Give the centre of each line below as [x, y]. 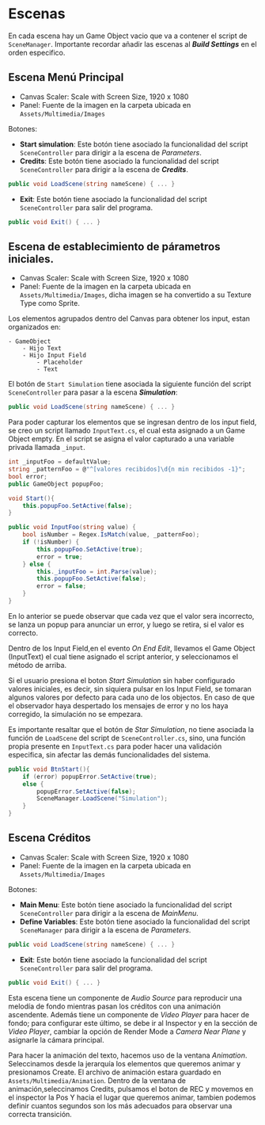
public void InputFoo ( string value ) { [72, 528]
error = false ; [62, 586]
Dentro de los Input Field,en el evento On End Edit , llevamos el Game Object [132, 648]
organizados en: [34, 327]
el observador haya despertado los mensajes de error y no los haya [118, 705]
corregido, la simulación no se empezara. [76, 714]
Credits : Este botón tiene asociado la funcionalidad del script [119, 161]
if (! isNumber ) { [51, 542]
